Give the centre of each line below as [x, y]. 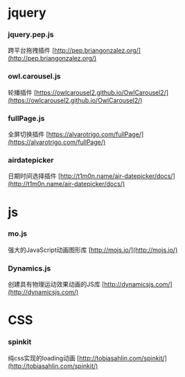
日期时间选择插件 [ [34, 176]
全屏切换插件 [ [28, 134]
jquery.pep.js [31, 35]
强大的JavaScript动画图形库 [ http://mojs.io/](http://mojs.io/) [93, 250]
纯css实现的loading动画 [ [44, 358]
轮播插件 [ [22, 93]
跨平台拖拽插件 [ [31, 51]
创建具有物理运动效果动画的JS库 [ [56, 284]
